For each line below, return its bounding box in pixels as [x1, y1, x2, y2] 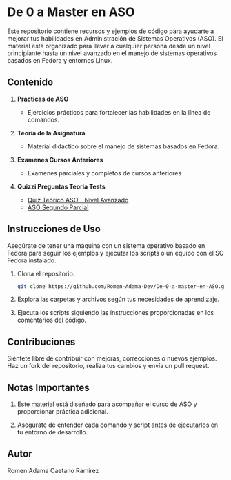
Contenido [7, 77, 54, 88]
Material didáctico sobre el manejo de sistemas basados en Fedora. [27, 142, 220, 151]
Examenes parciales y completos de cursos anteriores [27, 169, 182, 177]
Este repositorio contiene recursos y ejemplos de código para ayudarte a [7, 27, 214, 35]
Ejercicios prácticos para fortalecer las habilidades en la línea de [27, 108, 211, 116]
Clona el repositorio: [17, 269, 75, 278]
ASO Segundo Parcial [27, 203, 89, 211]
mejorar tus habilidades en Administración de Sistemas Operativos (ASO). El [7, 34, 223, 42]
